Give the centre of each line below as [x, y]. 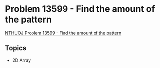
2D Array [21, 60]
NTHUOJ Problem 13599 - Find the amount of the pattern [63, 33]
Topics [16, 48]
